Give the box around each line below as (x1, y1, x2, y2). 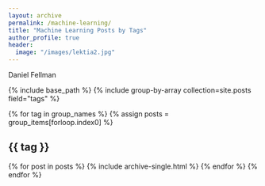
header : (8, 41, 34, 49)
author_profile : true (8, 33, 80, 42)
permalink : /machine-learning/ (8, 19, 112, 27)
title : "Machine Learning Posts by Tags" (8, 26, 148, 34)
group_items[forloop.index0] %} (8, 118, 113, 127)
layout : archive (8, 11, 62, 20)
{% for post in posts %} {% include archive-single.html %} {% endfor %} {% (8, 161, 258, 171)
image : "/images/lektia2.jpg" (15, 48, 115, 56)
